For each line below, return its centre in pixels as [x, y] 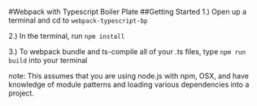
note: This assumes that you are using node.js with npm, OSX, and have [129, 76]
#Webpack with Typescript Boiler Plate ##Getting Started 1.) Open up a [127, 12]
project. [22, 93]
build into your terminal [48, 60]
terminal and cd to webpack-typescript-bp [78, 20]
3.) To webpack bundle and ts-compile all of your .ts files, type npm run [127, 51]
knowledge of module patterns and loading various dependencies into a [129, 85]
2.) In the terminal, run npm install [67, 36]
